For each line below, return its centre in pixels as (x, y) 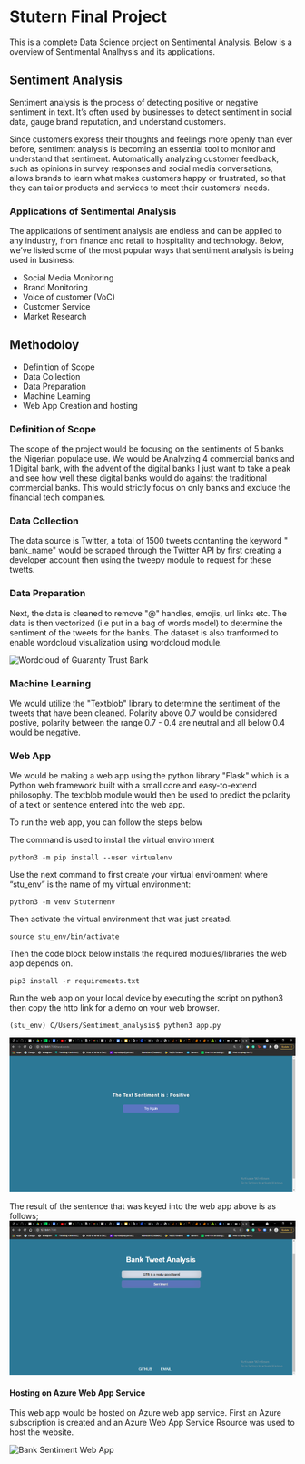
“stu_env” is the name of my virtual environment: (100, 884)
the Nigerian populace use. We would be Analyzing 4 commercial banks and (152, 459)
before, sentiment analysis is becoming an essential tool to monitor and (143, 148)
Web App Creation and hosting (80, 405)
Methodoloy (44, 345)
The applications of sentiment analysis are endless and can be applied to (146, 231)
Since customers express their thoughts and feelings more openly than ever (151, 139)
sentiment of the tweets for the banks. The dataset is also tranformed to (144, 632)
